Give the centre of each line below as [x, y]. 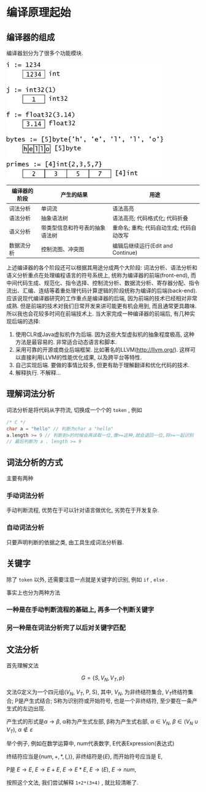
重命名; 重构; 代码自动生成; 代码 [152, 228]
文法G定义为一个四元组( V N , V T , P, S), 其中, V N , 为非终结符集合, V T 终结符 [97, 693]
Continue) [125, 253]
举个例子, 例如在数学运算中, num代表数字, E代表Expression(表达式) [90, 743]
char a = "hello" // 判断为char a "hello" [60, 429]
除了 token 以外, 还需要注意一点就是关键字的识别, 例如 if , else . [87, 579]
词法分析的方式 [35, 462]
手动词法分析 [25, 496]
